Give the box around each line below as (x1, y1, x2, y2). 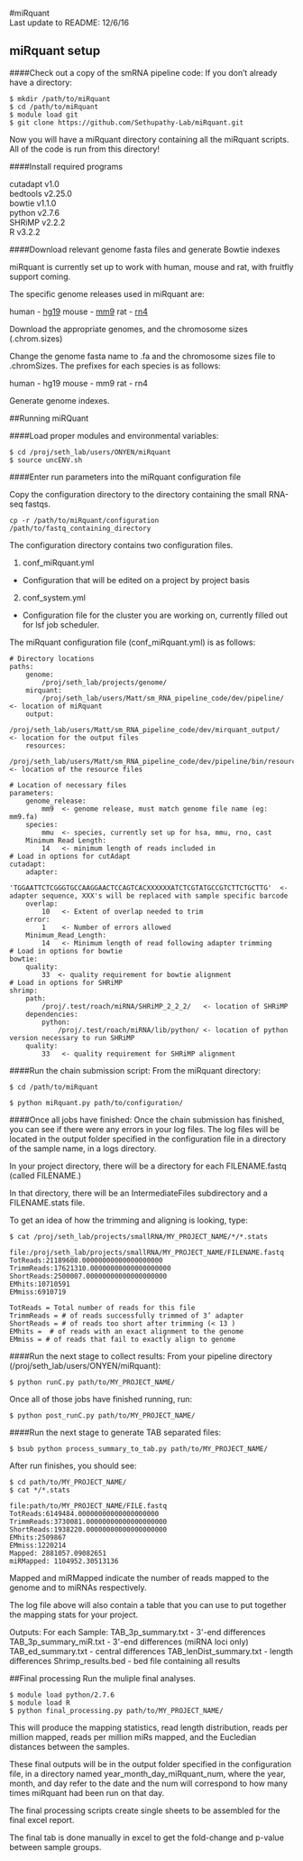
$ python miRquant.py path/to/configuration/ (9, 1098, 183, 1107)
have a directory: (9, 77, 72, 88)
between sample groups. (9, 1841, 102, 1852)
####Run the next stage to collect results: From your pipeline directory (9, 1350, 273, 1362)
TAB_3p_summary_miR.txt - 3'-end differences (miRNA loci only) (9, 1636, 250, 1647)
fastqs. (25, 498, 51, 509)
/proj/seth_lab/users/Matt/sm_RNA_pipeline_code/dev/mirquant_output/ (9, 725, 280, 734)
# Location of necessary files (9, 780, 127, 789)
